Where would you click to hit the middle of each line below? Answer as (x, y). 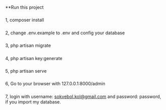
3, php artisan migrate (28, 45)
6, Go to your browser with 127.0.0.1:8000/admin (55, 84)
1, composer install (25, 20)
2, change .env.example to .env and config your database (65, 33)
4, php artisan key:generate (34, 58)
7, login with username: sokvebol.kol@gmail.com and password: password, (83, 96)
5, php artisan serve (26, 71)
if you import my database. (33, 102)
